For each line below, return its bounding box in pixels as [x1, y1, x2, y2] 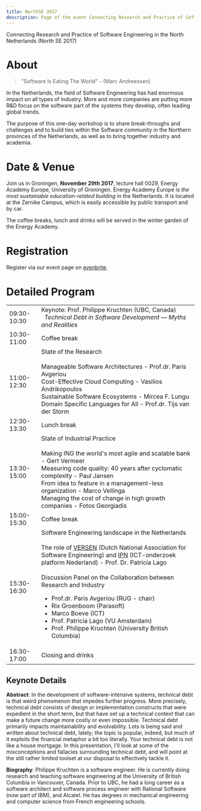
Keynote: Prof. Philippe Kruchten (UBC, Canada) [41, 306, 176, 314]
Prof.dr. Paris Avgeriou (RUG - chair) [51, 594, 156, 603]
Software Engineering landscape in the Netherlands [41, 529, 187, 537]
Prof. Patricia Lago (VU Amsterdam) [51, 617, 153, 625]
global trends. [6, 108, 41, 115]
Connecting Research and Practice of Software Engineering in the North [6, 31, 184, 38]
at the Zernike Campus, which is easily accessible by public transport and [6, 199, 188, 206]
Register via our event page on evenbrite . [6, 264, 108, 271]
